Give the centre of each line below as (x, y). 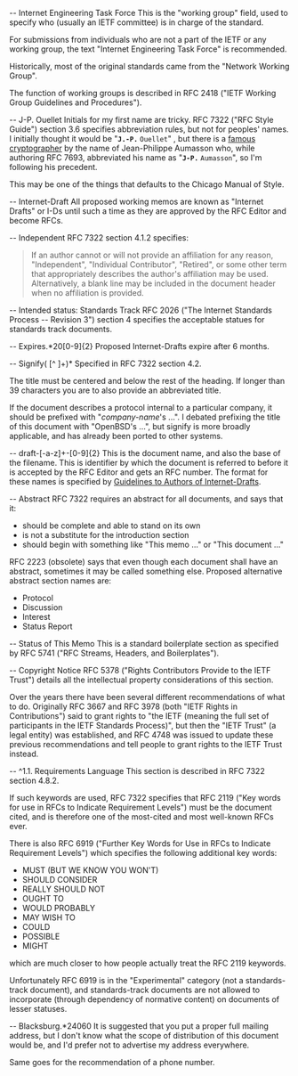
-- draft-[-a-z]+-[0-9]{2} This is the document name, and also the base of (145, 453)
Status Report (47, 626)
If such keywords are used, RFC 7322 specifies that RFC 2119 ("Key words (145, 798)
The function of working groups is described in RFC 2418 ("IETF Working (143, 93)
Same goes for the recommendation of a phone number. (112, 1062)
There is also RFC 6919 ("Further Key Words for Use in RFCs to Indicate (140, 844)
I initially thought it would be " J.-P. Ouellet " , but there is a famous (133, 139)
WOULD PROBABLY (59, 908)
